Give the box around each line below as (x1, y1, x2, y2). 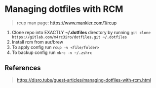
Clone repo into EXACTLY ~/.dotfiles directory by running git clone (11, 29, 151, 35)
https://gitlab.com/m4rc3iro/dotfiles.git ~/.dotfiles (11, 35, 127, 40)
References (4, 64, 41, 72)
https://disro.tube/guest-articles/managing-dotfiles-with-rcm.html (16, 77, 151, 83)
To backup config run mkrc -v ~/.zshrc (11, 49, 92, 55)
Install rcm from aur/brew (11, 39, 64, 45)
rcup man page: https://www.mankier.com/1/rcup (16, 20, 117, 26)
